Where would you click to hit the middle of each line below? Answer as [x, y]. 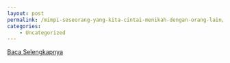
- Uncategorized [43, 33]
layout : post [26, 13]
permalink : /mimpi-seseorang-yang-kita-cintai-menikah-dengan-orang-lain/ [116, 20]
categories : [24, 26]
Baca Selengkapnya [35, 52]
